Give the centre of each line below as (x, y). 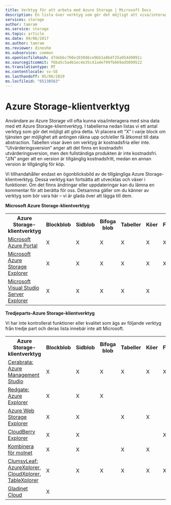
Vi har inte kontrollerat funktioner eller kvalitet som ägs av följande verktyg (83, 323)
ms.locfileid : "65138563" (33, 81)
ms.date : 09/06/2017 (27, 39)
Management (24, 375)
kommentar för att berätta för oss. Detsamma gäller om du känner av (77, 190)
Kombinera (21, 446)
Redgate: (19, 390)
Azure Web (21, 411)
